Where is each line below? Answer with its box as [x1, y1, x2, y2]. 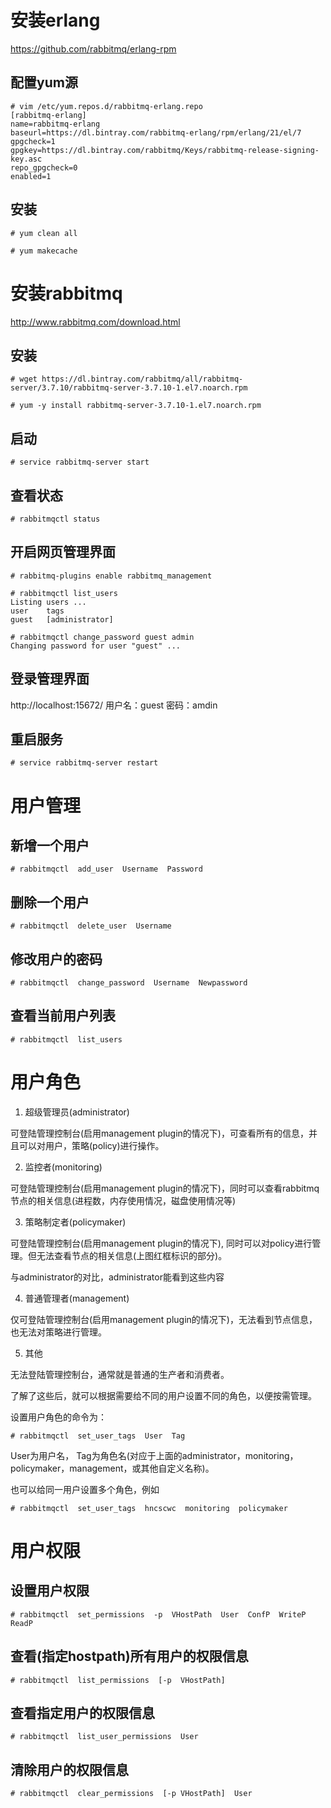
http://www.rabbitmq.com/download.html [10, 316, 181, 328]
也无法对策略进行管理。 [10, 1326, 107, 1338]
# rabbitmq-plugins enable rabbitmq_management [10, 571, 213, 581]
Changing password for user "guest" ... [10, 641, 182, 651]
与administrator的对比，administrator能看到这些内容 [10, 1271, 225, 1283]
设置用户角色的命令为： [10, 1411, 107, 1423]
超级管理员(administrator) [24, 1106, 130, 1118]
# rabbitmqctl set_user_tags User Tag [10, 1431, 186, 1441]
